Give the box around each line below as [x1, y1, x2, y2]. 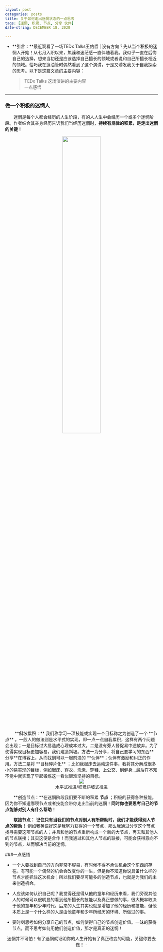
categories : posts [5, 12, 42, 17]
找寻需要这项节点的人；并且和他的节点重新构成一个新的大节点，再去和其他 [5, 829, 154, 835]
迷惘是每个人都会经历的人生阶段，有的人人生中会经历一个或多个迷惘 [14, 114, 149, 120]
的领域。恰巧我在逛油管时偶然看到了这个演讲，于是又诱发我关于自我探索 [12, 62, 157, 68]
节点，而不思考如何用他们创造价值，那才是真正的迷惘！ [12, 925, 123, 931]
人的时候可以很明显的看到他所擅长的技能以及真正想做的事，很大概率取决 [12, 897, 157, 903]
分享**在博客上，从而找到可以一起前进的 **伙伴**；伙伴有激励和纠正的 [5, 755, 147, 761]
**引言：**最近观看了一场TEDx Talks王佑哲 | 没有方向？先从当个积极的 [12, 43, 153, 49]
